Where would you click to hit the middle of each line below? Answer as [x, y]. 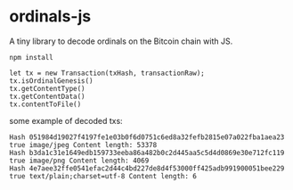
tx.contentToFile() [45, 104]
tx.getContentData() [48, 96]
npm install [31, 57]
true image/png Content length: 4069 [79, 161]
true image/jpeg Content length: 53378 [83, 145]
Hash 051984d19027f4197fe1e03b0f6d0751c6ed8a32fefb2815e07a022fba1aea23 [147, 137]
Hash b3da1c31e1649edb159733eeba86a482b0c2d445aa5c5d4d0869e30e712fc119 [147, 153]
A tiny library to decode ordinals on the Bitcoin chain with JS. [121, 41]
